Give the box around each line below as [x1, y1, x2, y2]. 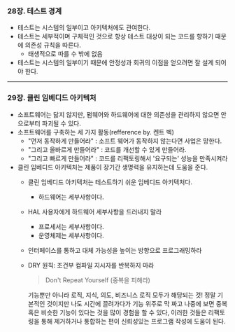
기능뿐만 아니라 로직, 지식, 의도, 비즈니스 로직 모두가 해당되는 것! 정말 [27, 291, 216, 299]
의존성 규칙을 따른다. [24, 41, 82, 50]
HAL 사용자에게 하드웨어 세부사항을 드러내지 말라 [27, 207, 162, 216]
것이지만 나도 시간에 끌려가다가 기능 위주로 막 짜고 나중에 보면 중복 [46, 299, 228, 307]
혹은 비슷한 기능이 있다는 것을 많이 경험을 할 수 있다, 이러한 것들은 [27, 308, 207, 317]
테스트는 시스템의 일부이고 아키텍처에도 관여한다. [17, 23, 150, 32]
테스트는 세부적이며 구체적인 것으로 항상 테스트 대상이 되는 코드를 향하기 [17, 32, 214, 41]
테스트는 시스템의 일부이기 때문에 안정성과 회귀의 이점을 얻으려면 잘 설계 [17, 58, 214, 67]
